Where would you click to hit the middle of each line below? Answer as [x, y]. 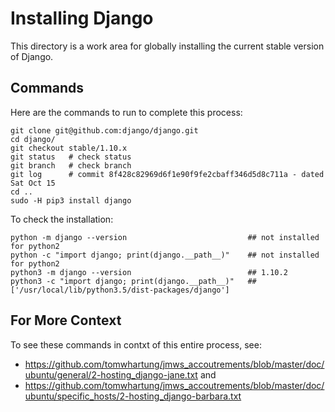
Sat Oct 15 [33, 183]
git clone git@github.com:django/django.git [104, 130]
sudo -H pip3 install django [71, 200]
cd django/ [33, 139]
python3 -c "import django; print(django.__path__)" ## [133, 281]
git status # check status [71, 157]
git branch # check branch [71, 165]
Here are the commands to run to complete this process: [126, 112]
